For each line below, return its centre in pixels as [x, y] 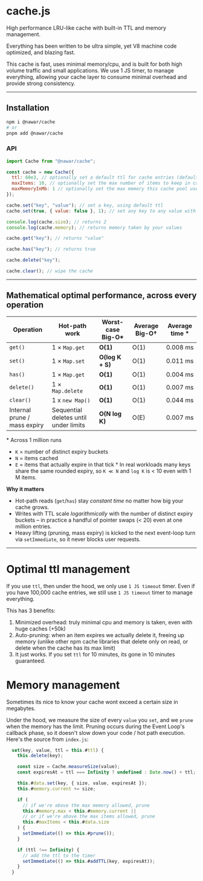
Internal [20, 410]
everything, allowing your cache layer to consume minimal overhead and [97, 77]
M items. [26, 477]
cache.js [28, 11]
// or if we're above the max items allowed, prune [89, 816]
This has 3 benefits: [31, 610]
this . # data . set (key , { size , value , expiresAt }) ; [82, 783]
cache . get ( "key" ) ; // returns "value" [55, 239]
